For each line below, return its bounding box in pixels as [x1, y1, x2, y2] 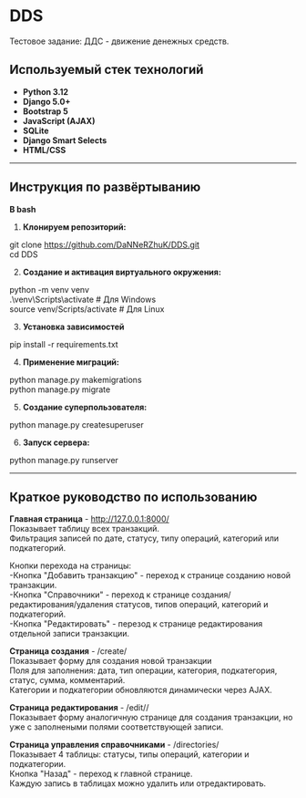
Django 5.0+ [22, 96, 71, 107]
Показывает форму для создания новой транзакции [9, 656, 212, 667]
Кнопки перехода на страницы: [9, 560, 132, 571]
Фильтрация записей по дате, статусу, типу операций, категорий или [9, 533, 280, 544]
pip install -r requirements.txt [9, 338, 118, 349]
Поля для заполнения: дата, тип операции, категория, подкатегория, [9, 665, 278, 676]
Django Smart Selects [22, 134, 107, 146]
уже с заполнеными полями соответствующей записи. [9, 721, 224, 732]
